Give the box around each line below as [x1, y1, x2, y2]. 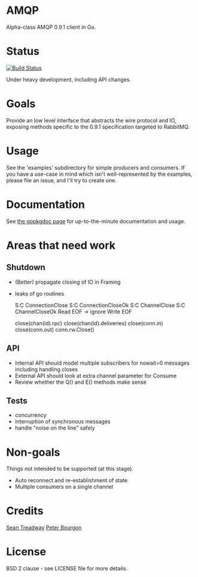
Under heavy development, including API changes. [6, 76, 132, 83]
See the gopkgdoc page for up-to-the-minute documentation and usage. [6, 217, 186, 225]
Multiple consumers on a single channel [14, 483, 114, 491]
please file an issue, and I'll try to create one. [6, 176, 117, 184]
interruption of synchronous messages [14, 418, 111, 425]
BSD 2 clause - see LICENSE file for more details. [6, 565, 127, 572]
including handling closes [14, 365, 78, 372]
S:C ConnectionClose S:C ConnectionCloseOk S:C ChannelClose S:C [14, 301, 185, 309]
